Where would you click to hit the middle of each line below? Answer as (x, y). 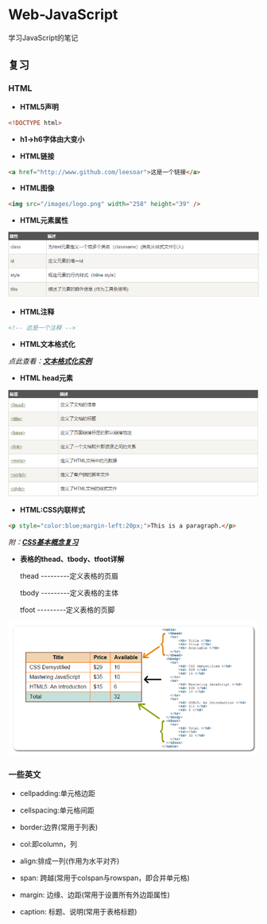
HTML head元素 (46, 378)
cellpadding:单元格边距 (57, 793)
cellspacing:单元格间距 (57, 810)
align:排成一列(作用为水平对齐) (70, 860)
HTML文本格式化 (47, 344)
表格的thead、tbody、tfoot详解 (72, 559)
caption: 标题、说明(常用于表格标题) (78, 911)
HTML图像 (37, 188)
